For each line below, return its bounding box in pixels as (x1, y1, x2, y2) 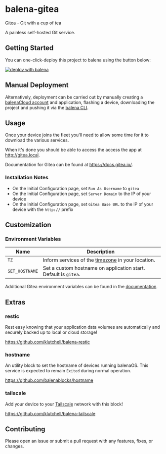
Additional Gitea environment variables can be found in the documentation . (5, 284, 158, 290)
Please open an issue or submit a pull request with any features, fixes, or (5, 438, 153, 444)
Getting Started (5, 44, 54, 52)
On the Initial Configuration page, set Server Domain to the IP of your (12, 191, 152, 197)
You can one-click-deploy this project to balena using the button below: (5, 57, 151, 63)
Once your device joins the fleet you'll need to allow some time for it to (5, 132, 149, 138)
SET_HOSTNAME (7, 268, 39, 274)
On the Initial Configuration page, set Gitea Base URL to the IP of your (12, 201, 154, 207)
